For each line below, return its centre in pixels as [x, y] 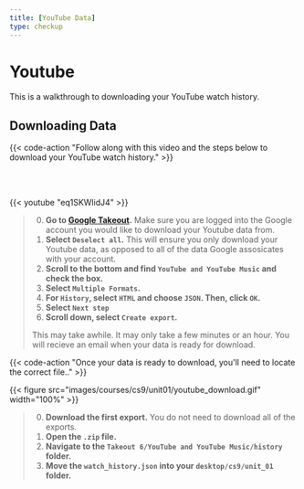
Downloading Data [63, 126]
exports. [61, 427]
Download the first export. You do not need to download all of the [170, 418]
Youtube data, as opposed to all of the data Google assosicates [165, 250]
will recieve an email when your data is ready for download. [143, 345]
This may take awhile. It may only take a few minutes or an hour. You [161, 335]
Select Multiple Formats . [93, 288]
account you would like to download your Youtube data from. [160, 230]
